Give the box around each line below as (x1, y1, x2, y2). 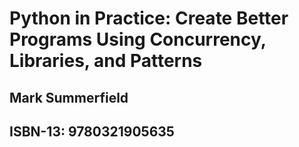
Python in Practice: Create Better (9, 7, 289, 30)
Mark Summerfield (9, 89, 129, 106)
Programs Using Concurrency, (9, 28, 267, 51)
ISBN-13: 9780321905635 (9, 123, 175, 140)
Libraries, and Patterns (9, 50, 203, 72)
